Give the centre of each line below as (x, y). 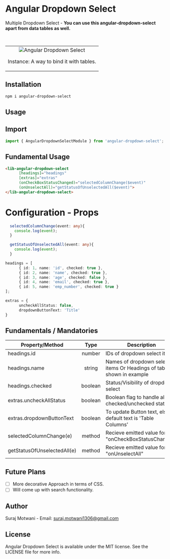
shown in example (127, 375)
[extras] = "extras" (38, 178)
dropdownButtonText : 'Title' (49, 310)
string (91, 368)
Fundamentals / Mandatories (52, 331)
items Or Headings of (131, 368)
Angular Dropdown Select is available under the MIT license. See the (77, 546)
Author (16, 506)
